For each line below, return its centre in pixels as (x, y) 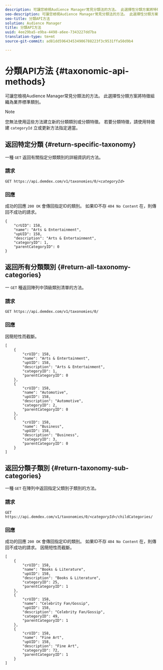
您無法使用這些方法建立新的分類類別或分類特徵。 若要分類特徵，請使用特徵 (80, 122)
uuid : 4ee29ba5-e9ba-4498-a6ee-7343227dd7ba (51, 32)
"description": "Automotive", (53, 401)
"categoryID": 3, (40, 439)
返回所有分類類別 (31, 267)
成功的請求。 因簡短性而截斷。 (44, 547)
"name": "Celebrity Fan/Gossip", (56, 603)
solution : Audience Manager (33, 23)
